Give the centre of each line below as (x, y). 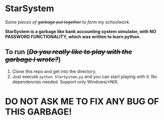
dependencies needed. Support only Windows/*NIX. (65, 81)
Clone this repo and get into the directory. (54, 71)
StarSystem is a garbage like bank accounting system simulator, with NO (81, 31)
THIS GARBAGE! (38, 111)
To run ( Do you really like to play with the (69, 52)
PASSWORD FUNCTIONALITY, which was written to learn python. (73, 37)
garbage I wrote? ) (33, 60)
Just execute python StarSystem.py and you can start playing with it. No (85, 77)
